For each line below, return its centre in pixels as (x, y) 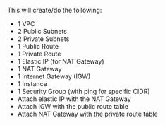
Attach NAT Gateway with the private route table (88, 114)
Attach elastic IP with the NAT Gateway (74, 99)
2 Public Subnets (42, 31)
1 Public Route (38, 46)
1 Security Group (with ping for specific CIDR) (84, 91)
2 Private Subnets (43, 39)
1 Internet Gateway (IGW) (54, 76)
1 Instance (32, 84)
